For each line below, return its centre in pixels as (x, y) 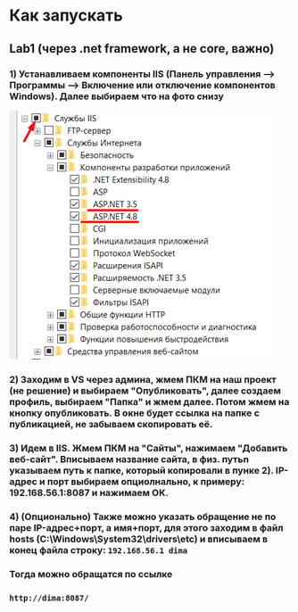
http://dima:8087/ (49, 598)
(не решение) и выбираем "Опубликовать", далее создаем (145, 391)
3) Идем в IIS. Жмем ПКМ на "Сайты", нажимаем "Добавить (149, 448)
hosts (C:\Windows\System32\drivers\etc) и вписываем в (139, 539)
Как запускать (66, 16)
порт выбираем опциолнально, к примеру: (146, 481)
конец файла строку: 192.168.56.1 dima (99, 550)
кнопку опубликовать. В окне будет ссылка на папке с (135, 413)
